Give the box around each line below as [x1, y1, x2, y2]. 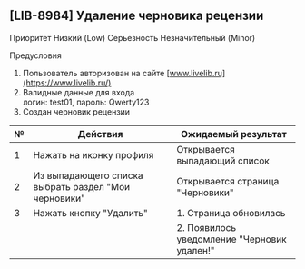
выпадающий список [176, 154, 270, 167]
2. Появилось [176, 221, 237, 234]
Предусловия [9, 50, 62, 61]
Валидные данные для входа [22, 86, 135, 97]
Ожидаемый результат [181, 127, 288, 140]
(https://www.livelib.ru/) [22, 77, 112, 88]
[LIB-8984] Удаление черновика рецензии [9, 8, 264, 24]
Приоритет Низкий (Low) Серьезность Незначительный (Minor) [9, 32, 256, 43]
